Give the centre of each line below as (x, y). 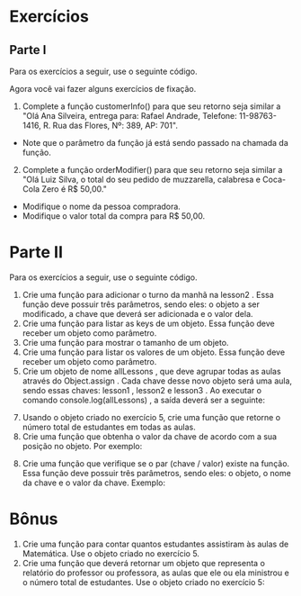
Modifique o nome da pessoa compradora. (102, 206)
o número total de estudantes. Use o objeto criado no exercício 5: (143, 582)
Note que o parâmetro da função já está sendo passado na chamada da (155, 143)
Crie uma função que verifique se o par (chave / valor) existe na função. (156, 463)
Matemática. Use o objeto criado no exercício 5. (111, 553)
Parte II (36, 253)
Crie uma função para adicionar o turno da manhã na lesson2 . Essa (148, 294)
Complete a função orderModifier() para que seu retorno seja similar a (152, 170)
